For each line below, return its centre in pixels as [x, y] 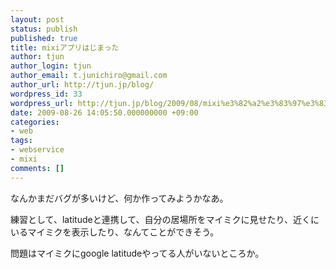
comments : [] [37, 168]
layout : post [37, 19]
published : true [44, 38]
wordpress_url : [42, 103]
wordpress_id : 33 [46, 94]
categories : [35, 122]
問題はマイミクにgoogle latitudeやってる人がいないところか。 [137, 253]
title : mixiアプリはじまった [65, 47]
